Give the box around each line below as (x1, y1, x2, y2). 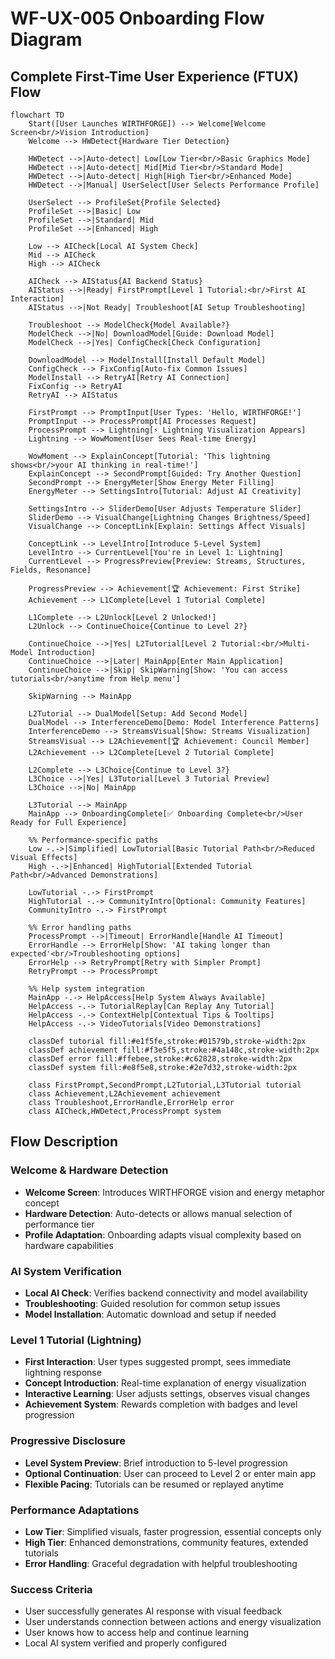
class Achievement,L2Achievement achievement (28, 1089, 222, 1099)
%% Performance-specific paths (28, 835, 159, 845)
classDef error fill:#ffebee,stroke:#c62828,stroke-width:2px (28, 1054, 293, 1064)
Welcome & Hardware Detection (10, 1163, 169, 1177)
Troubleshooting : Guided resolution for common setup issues (24, 1297, 281, 1309)
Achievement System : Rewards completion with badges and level (24, 1398, 298, 1411)
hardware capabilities (24, 1239, 114, 1251)
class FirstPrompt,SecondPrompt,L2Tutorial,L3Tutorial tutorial (28, 1080, 302, 1090)
